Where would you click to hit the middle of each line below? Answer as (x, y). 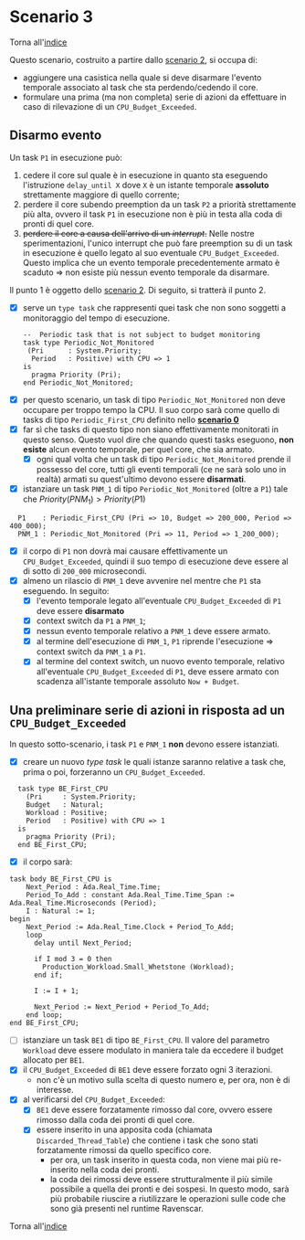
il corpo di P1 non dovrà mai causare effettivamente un (125, 551)
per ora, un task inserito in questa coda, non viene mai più (159, 1160)
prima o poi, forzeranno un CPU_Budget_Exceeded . (114, 772)
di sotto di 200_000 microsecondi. (85, 571)
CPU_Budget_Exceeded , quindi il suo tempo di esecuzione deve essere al (156, 561)
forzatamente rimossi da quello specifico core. (124, 1150)
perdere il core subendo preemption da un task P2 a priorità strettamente (159, 204)
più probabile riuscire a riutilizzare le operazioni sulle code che (168, 1198)
